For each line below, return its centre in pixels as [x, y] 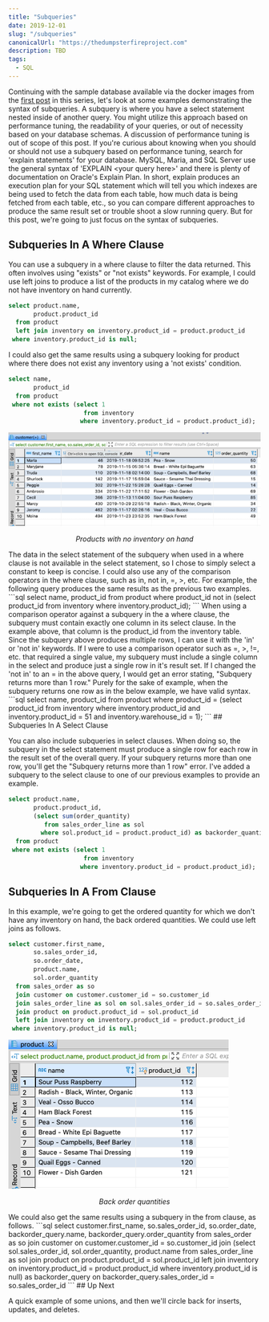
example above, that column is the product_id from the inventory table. [125, 631]
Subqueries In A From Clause [82, 892]
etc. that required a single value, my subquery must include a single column [133, 657]
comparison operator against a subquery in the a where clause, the [119, 614]
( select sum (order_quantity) [82, 816]
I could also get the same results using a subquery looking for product [124, 355]
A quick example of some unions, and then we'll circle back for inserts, [125, 1301]
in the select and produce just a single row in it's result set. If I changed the [132, 665]
